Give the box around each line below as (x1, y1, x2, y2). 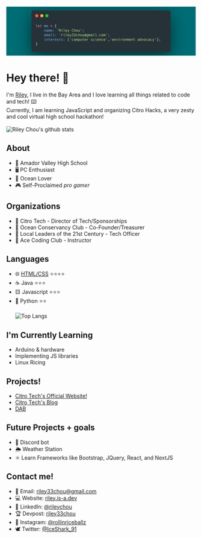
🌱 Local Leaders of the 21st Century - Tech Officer (14, 230, 140, 237)
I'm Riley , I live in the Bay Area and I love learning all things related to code (6, 91, 191, 98)
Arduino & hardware (14, 346, 65, 353)
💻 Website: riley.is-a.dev (14, 494, 78, 501)
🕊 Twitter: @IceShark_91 (14, 525, 77, 533)
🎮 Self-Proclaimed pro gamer (14, 182, 90, 189)
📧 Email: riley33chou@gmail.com (14, 487, 97, 495)
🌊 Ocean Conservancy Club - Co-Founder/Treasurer (14, 224, 145, 231)
